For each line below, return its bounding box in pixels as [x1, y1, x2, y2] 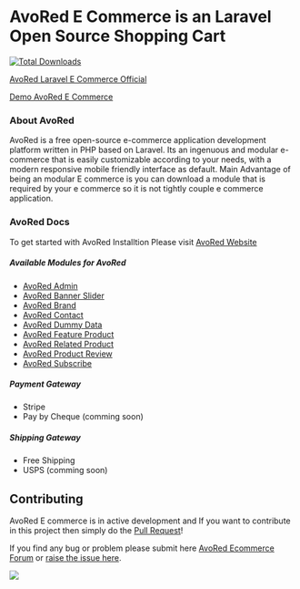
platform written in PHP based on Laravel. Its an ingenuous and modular [9, 144, 279, 156]
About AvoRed [9, 114, 75, 127]
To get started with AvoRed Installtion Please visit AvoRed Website [9, 236, 257, 247]
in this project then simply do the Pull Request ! [9, 525, 184, 536]
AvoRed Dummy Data [22, 319, 103, 330]
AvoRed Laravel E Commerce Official [9, 73, 147, 84]
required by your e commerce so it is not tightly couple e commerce [9, 183, 264, 194]
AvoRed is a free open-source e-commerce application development [9, 135, 266, 146]
